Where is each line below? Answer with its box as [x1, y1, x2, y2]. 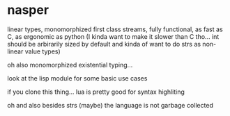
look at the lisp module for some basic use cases [7, 74, 148, 82]
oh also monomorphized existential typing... [7, 60, 133, 69]
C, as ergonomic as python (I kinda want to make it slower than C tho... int [7, 32, 220, 40]
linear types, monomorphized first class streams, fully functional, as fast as [7, 25, 223, 33]
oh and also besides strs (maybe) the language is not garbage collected [7, 101, 214, 109]
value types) [24, 47, 61, 56]
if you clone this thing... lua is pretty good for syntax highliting [7, 88, 185, 96]
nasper [7, 2, 49, 18]
